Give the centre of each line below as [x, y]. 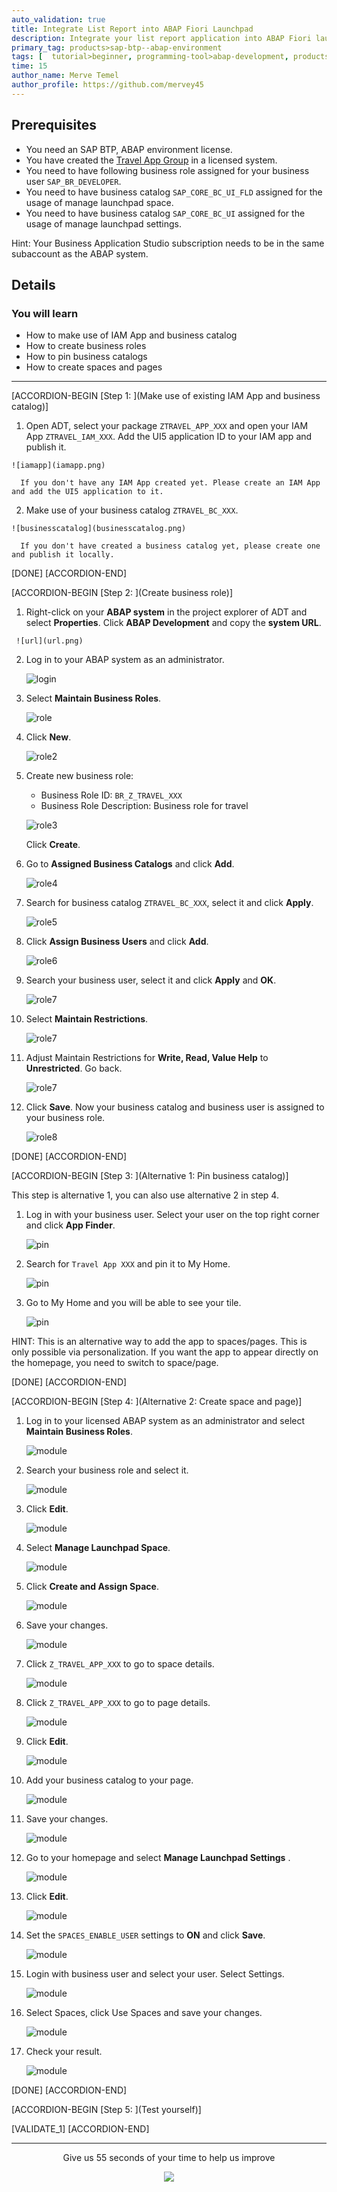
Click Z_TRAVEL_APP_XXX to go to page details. [118, 1703]
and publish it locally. [63, 555]
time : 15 [29, 66]
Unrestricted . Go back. [74, 1068]
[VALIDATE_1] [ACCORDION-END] [80, 2129]
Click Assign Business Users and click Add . [117, 942]
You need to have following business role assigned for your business [167, 170]
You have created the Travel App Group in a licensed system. [151, 160]
